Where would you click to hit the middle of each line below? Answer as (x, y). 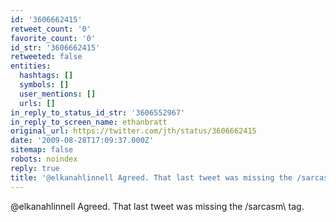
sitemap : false (42, 150)
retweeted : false (46, 57)
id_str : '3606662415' (55, 47)
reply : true (35, 168)
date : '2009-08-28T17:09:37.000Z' (82, 141)
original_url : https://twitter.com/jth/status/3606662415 (133, 131)
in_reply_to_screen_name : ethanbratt (89, 122)
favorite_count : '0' (53, 38)
